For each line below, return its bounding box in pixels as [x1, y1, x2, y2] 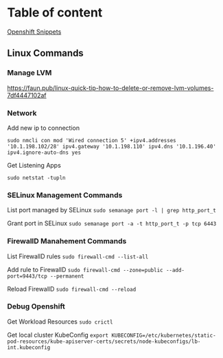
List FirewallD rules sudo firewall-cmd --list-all [7, 252, 149, 260]
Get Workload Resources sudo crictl [7, 317, 113, 326]
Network [7, 108, 37, 118]
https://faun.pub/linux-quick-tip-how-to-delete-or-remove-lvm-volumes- [7, 84, 214, 92]
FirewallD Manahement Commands [7, 236, 127, 246]
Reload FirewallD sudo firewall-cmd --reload [7, 284, 137, 293]
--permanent [50, 273, 84, 280]
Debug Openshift [7, 302, 65, 311]
